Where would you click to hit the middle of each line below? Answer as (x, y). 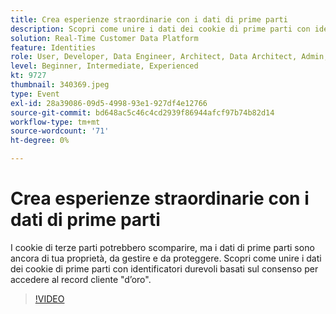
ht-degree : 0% (40, 141)
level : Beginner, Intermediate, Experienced (104, 66)
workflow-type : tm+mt (55, 122)
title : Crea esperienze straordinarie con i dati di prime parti (149, 19)
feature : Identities (53, 47)
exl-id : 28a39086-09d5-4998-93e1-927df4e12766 (109, 103)
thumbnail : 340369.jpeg (60, 85)
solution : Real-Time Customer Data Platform (104, 38)
